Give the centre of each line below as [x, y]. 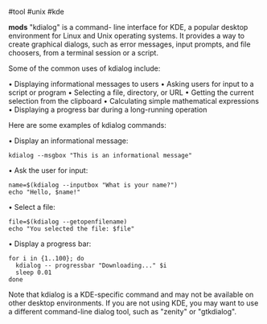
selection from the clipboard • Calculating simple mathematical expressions [134, 101]
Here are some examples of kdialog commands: [87, 125]
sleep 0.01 [34, 273]
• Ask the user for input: [48, 170]
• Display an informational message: [68, 141]
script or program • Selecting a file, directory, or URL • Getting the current [131, 92]
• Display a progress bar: [50, 244]
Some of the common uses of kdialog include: [84, 68]
